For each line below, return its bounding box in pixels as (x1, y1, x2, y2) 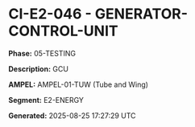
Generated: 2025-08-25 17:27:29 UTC (8, 110, 136, 121)
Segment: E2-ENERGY (8, 95, 85, 104)
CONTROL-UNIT (8, 22, 118, 40)
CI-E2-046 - (8, 5, 93, 23)
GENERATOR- (94, 5, 188, 23)
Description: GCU (8, 63, 68, 73)
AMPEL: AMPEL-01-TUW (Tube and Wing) (8, 80, 149, 89)
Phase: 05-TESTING (8, 48, 77, 58)
